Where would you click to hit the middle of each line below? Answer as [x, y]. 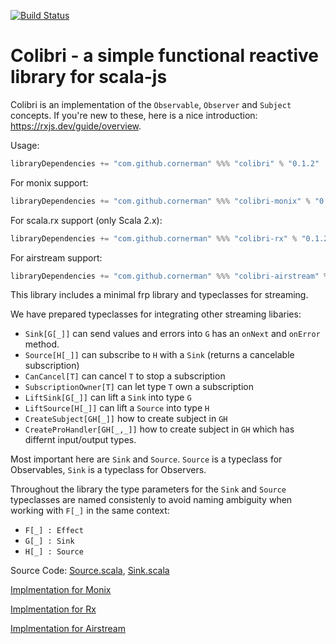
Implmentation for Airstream [68, 629]
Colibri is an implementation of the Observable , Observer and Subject [151, 104]
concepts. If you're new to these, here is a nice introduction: [134, 115]
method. [42, 344]
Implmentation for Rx [53, 609]
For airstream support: [56, 257]
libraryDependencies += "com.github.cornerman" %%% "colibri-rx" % [154, 238]
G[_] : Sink [49, 541]
